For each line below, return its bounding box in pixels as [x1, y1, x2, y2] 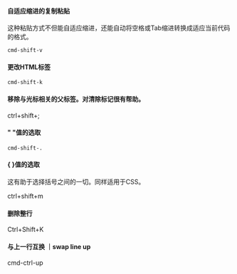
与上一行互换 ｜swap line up [7, 242, 91, 251]
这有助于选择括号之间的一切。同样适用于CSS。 [7, 178, 145, 186]
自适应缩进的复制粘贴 [7, 6, 70, 15]
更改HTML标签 [7, 63, 51, 71]
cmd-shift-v [7, 47, 43, 54]
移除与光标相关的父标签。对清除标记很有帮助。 [7, 95, 144, 103]
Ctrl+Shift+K [7, 225, 44, 234]
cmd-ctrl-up [7, 258, 44, 267]
